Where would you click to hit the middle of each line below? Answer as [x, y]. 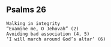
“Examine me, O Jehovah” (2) [43, 29]
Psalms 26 [26, 10]
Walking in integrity [33, 23]
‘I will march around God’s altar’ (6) [56, 39]
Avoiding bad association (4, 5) [48, 34]
